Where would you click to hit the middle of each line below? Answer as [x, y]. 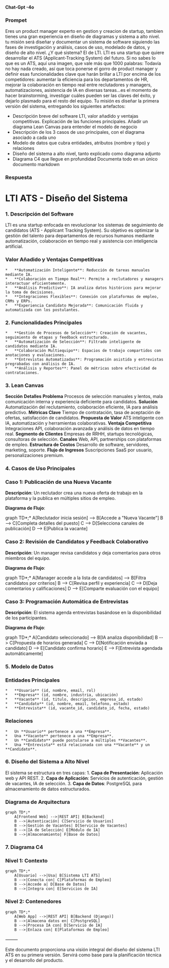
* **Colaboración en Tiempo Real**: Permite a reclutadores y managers [84, 279]
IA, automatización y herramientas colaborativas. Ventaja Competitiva [78, 423]
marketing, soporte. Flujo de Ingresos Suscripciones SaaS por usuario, [79, 450]
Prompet [16, 20]
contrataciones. [22, 373]
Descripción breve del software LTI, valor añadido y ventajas [75, 116]
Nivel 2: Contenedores [33, 901]
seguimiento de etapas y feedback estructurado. [57, 337]
